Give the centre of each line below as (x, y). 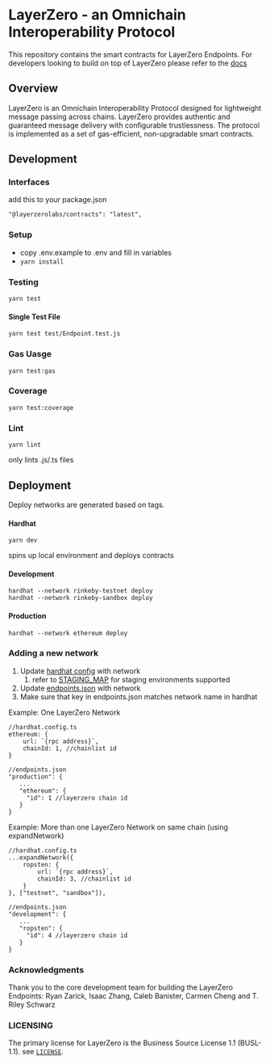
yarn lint (25, 445)
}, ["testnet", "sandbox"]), (57, 893)
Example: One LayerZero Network (64, 712)
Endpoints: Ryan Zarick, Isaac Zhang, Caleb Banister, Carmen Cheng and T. (134, 996)
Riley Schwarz (32, 1005)
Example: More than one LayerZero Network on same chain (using (118, 827)
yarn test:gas (32, 371)
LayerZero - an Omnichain (98, 15)
